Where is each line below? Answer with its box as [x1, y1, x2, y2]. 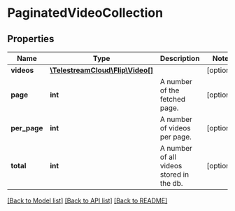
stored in [159, 170, 190, 179]
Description [159, 54, 200, 63]
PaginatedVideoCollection [7, 5, 163, 21]
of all [159, 152, 176, 162]
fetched [159, 95, 186, 104]
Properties [7, 33, 55, 45]
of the [159, 86, 180, 95]
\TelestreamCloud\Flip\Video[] [50, 65, 154, 75]
